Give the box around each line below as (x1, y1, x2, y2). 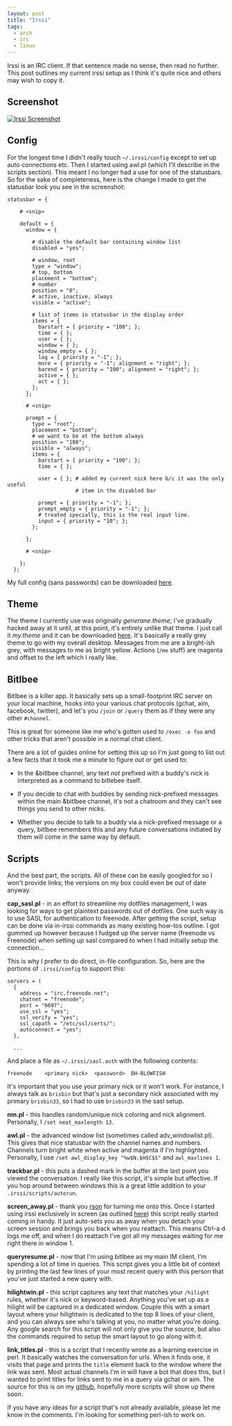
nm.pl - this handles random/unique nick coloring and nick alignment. (7, 1111, 206, 1119)
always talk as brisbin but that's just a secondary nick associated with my (7, 1090, 220, 1098)
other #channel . (7, 714, 51, 722)
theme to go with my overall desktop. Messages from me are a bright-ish (7, 638, 215, 647)
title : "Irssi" (7, 17, 51, 24)
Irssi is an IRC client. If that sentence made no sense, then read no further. (7, 62, 220, 69)
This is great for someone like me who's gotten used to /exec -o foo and (7, 727, 216, 736)
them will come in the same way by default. (17, 833, 141, 841)
